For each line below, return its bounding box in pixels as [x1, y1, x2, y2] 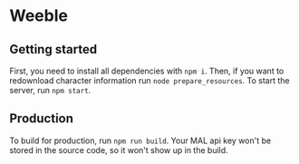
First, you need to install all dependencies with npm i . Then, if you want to [9, 65, 285, 76]
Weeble [9, 5, 68, 26]
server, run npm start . [9, 85, 92, 95]
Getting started [9, 42, 98, 57]
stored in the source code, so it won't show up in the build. [9, 144, 228, 155]
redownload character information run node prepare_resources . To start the [9, 75, 290, 86]
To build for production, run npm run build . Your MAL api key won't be [9, 135, 272, 146]
